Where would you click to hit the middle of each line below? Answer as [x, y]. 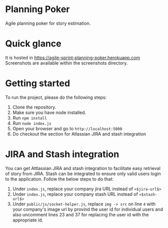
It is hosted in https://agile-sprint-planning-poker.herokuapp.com [73, 58]
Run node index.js [32, 123]
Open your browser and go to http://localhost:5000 [67, 128]
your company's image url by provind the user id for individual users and [88, 209]
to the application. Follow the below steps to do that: [60, 179]
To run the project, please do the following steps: [56, 97]
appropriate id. [28, 220]
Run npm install [30, 118]
